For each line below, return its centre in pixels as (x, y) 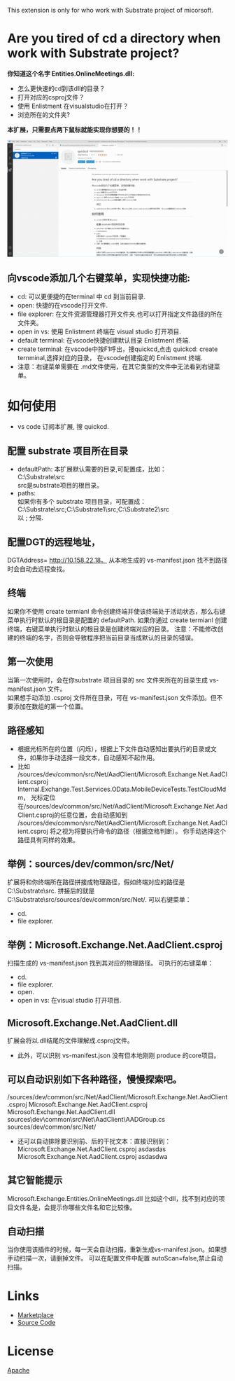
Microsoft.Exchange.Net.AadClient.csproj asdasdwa (92, 1156)
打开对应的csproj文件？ (51, 97)
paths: (27, 493)
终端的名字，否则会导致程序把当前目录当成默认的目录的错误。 (108, 638)
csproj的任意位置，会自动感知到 (82, 815)
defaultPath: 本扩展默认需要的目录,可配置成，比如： (92, 469)
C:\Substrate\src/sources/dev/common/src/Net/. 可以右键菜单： (99, 900)
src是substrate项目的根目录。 (60, 486)
